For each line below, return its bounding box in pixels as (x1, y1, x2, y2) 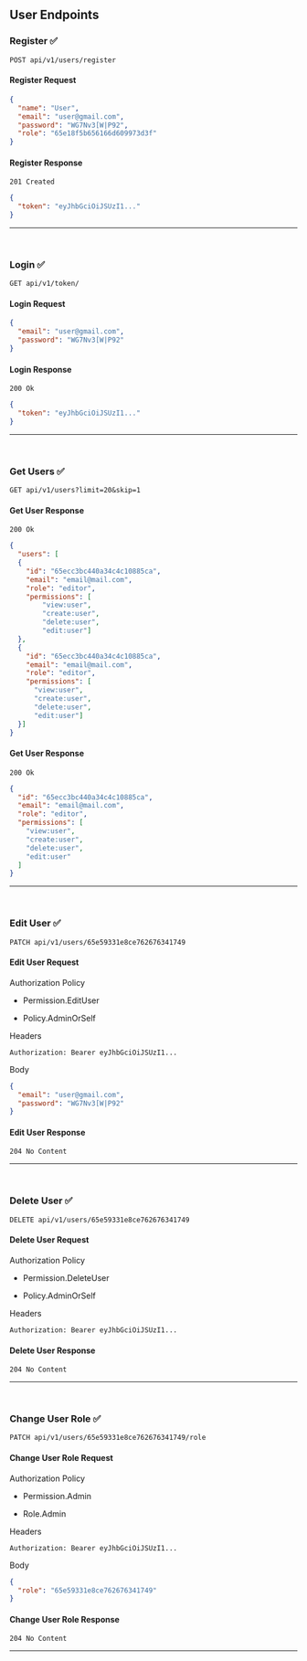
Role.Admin (22, 1508, 67, 1519)
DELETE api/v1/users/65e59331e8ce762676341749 (9, 1215, 190, 1224)
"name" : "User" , (17, 103, 79, 112)
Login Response (9, 364, 72, 375)
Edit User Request (9, 957, 79, 968)
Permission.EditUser (22, 995, 101, 1006)
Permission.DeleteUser (22, 1272, 110, 1283)
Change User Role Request (9, 1453, 114, 1464)
